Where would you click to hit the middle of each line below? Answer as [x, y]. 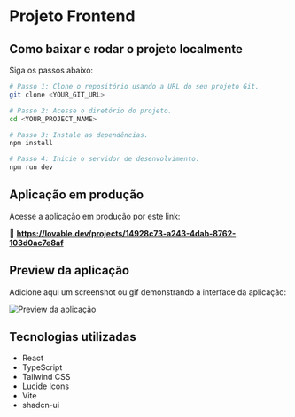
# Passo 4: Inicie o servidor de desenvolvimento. [105, 159]
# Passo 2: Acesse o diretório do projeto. [91, 111]
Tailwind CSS [46, 377]
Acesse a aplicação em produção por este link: [95, 216]
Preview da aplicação [70, 270]
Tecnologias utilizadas [73, 337]
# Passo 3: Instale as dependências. [79, 135]
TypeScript [42, 367]
